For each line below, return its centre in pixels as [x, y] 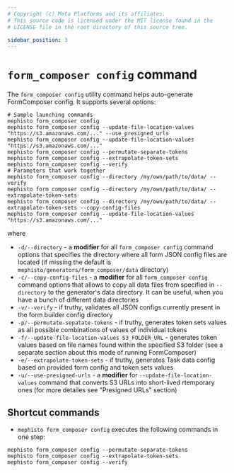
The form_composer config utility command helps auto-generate [100, 95]
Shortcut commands [54, 412]
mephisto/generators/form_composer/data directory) [93, 270]
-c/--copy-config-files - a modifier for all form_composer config [113, 278]
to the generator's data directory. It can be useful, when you [136, 292]
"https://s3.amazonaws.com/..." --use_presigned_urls [88, 134]
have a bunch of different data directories [78, 300]
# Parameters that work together [57, 171]
